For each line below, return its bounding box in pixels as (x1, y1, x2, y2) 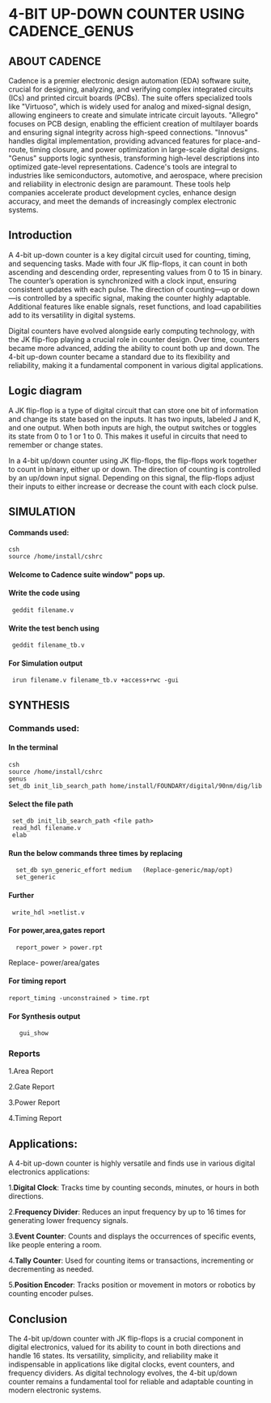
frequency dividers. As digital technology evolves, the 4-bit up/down (8, 1368, 237, 1378)
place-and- (222, 136, 261, 146)
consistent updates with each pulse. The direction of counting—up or (8, 284, 240, 294)
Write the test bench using (8, 623, 100, 633)
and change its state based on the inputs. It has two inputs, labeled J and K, (8, 414, 261, 424)
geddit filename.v (11, 606, 74, 614)
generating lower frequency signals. (8, 1216, 129, 1225)
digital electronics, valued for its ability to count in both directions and (8, 1342, 241, 1352)
